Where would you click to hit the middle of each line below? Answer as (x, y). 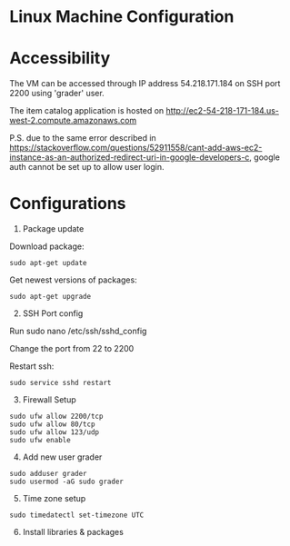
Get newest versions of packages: (74, 280)
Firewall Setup (50, 400)
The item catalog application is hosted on (87, 111)
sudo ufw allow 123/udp (55, 432)
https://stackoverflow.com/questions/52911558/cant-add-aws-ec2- (136, 148)
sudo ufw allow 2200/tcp (56, 417)
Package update (53, 229)
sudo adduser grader (49, 474)
